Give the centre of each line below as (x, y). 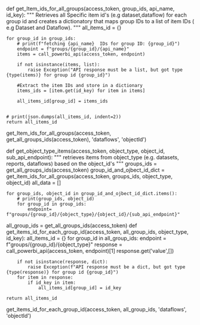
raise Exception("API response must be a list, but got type (105, 70)
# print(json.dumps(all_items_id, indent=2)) (64, 117)
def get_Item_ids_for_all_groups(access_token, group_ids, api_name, (90, 9)
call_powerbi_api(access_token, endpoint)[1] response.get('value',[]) (90, 251)
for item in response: (45, 277)
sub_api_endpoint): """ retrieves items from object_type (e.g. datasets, (93, 157)
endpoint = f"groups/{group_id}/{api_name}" (73, 49)
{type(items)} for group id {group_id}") (59, 75)
